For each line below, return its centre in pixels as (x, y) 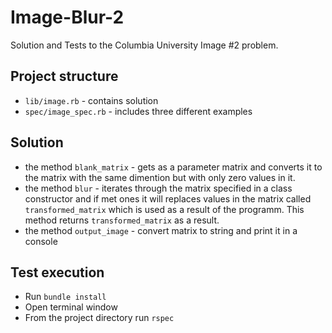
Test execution (57, 272)
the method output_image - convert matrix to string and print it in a (161, 230)
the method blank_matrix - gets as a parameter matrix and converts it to (173, 167)
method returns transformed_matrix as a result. (122, 220)
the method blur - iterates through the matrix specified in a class (158, 188)
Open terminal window (71, 307)
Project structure (64, 76)
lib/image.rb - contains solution (91, 100)
